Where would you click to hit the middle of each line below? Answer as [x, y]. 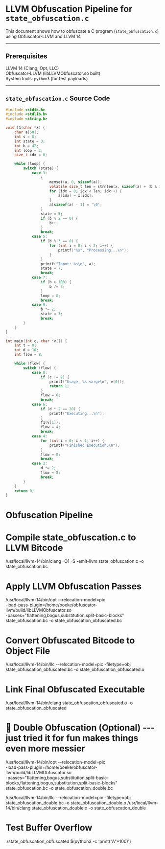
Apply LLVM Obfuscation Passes [74, 586]
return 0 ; [24, 491]
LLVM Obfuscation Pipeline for [69, 9]
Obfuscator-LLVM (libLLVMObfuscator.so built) [53, 73]
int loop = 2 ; [29, 150]
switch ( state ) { [41, 168]
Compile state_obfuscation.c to [71, 537]
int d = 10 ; [26, 350]
